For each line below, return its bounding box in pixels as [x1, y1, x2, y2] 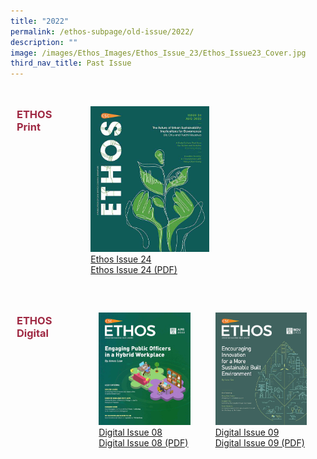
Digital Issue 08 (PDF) [98, 436, 189, 449]
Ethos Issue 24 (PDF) [90, 263, 178, 275]
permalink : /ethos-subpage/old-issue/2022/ [10, 26, 195, 37]
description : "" [10, 37, 78, 47]
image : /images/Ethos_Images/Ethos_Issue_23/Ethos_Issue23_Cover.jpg [10, 48, 307, 58]
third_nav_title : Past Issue [10, 58, 132, 69]
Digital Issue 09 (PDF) [214, 436, 305, 449]
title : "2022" [10, 16, 70, 26]
